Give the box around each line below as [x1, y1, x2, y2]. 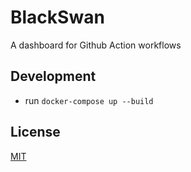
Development [10, 68, 97, 85]
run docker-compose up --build [24, 94, 154, 106]
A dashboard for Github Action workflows [10, 39, 182, 51]
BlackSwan [10, 6, 105, 29]
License [10, 124, 61, 141]
